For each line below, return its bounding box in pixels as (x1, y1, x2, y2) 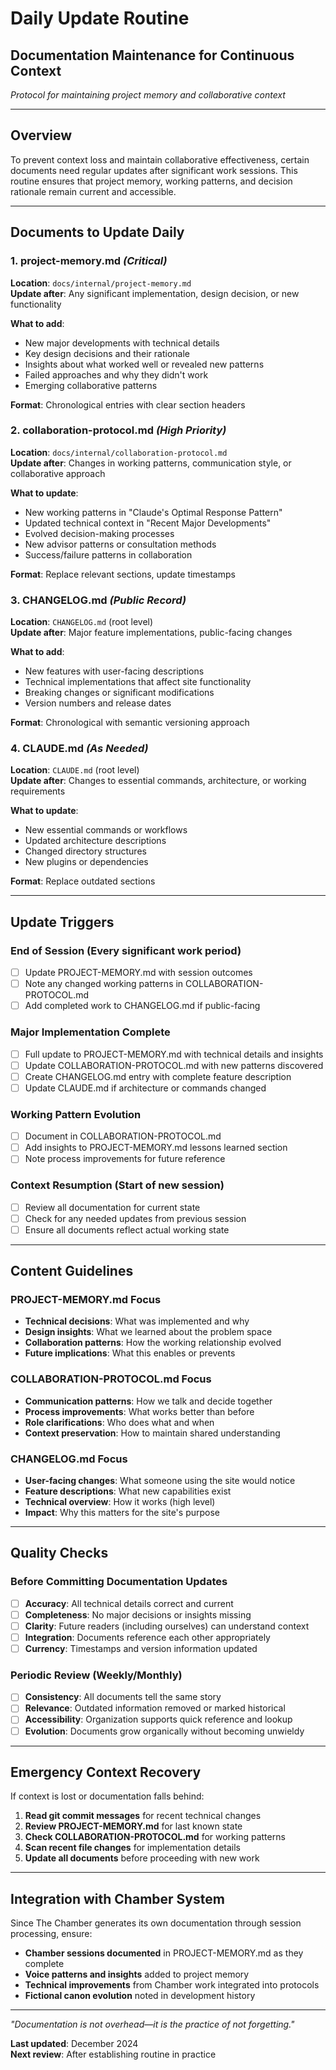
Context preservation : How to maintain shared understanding (24, 1427, 281, 1439)
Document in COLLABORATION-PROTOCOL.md (24, 1130, 222, 1142)
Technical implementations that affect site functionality (24, 676, 252, 688)
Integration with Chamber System (10, 1890, 225, 1907)
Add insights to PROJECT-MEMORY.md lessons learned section (24, 1142, 288, 1154)
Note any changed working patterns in (24, 978, 184, 990)
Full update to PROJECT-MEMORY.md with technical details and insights (24, 1048, 324, 1060)
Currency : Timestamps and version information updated (24, 1643, 258, 1654)
